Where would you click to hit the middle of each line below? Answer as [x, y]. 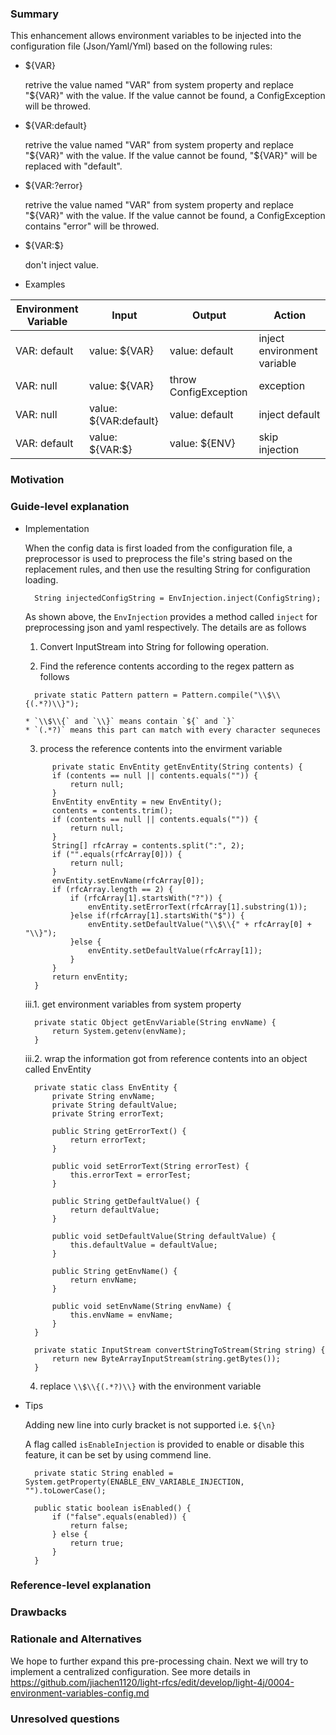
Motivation [37, 480]
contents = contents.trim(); [112, 810]
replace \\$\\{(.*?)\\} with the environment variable [150, 1386]
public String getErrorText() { [119, 1131]
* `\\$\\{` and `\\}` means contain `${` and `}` [130, 721]
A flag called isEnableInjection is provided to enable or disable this [164, 1444]
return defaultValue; [114, 1210]
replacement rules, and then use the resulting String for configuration [167, 569]
